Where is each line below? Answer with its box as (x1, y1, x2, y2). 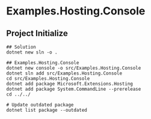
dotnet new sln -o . (6, 49, 58, 55)
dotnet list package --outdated (6, 107, 87, 113)
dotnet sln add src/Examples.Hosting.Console (6, 70, 122, 76)
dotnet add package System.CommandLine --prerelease (6, 86, 141, 92)
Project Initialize (6, 28, 68, 38)
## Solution (6, 44, 36, 50)
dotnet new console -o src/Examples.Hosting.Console (6, 65, 141, 71)
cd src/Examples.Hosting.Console (6, 76, 90, 82)
